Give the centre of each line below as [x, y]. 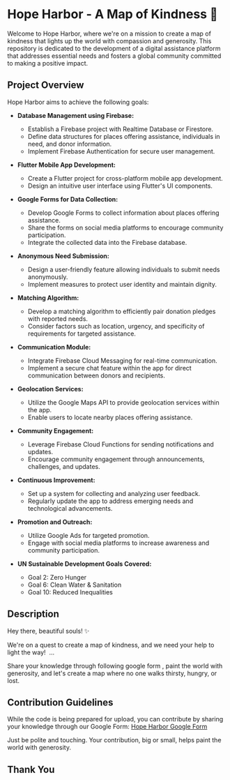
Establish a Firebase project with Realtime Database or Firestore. [121, 129]
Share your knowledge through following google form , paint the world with [115, 666]
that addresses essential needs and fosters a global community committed [114, 56]
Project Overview [46, 85]
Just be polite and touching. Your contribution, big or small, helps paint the [114, 740]
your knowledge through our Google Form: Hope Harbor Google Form [107, 727]
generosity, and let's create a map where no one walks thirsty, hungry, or [112, 673]
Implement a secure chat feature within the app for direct [109, 368]
